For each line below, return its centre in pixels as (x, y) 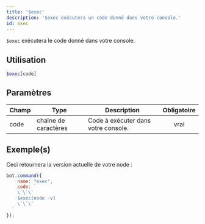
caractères (52, 128)
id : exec (17, 23)
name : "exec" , (35, 181)
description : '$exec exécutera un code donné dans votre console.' (94, 18)
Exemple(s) (28, 150)
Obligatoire (179, 110)
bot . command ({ (24, 175)
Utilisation (26, 60)
